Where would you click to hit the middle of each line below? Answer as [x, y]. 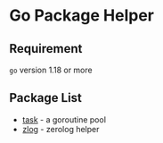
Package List [46, 98]
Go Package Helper [81, 16]
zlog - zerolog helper [61, 129]
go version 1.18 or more [51, 70]
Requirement [46, 49]
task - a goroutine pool [64, 119]
